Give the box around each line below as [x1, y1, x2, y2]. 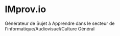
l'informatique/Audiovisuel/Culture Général [5, 25, 95, 31]
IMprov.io [5, 4, 46, 15]
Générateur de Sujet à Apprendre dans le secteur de [5, 20, 115, 26]
